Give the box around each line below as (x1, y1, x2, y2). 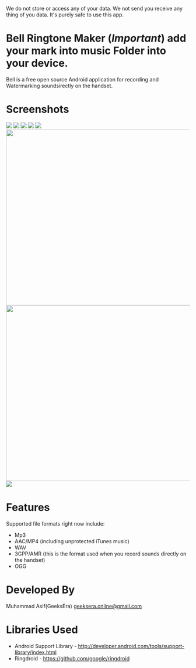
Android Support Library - (14, 642, 77, 649)
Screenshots (6, 103, 69, 116)
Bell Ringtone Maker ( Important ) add (6, 32, 187, 45)
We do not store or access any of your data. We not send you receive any (6, 5, 183, 12)
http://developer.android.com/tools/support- (78, 642, 185, 649)
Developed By (6, 583, 75, 597)
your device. (6, 57, 68, 70)
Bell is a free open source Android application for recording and (6, 76, 159, 83)
